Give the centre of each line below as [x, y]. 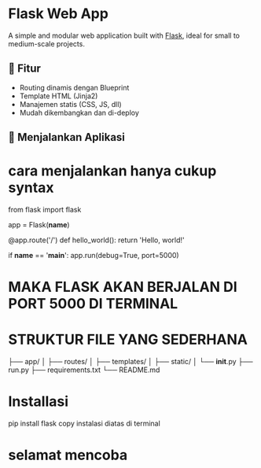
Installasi [39, 402]
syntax [31, 188]
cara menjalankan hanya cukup [112, 171]
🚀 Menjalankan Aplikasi [67, 137]
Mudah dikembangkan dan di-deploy [79, 112]
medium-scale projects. [46, 43]
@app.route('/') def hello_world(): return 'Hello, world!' [96, 240]
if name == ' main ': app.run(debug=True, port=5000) [94, 256]
